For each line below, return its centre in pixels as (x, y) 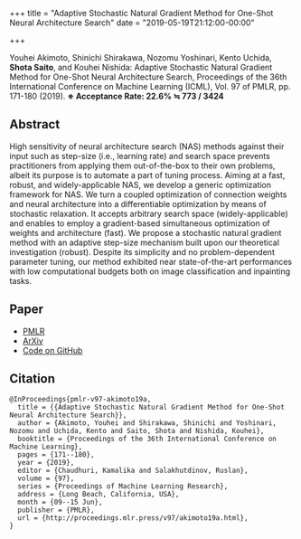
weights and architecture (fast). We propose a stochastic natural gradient (146, 232)
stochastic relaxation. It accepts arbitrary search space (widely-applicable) (149, 213)
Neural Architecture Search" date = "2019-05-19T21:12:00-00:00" (132, 23)
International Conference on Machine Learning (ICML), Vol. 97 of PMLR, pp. (150, 86)
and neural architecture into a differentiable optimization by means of (138, 203)
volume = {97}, (46, 478)
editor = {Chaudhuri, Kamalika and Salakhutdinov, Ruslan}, (133, 471)
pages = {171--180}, (56, 455)
